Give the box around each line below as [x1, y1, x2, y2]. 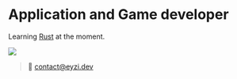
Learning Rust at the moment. [8, 32, 105, 41]
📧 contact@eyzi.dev [27, 62, 94, 71]
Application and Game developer [8, 6, 229, 24]
